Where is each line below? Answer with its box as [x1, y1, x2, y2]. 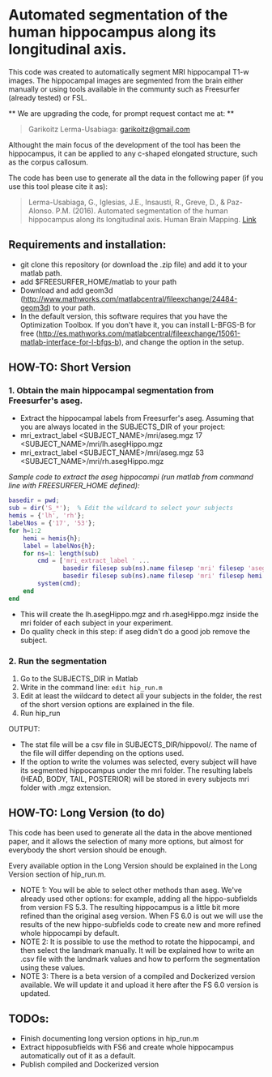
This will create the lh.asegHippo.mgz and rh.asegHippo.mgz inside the [19, 609, 259, 619]
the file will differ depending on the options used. [19, 748, 185, 757]
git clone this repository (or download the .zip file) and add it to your [19, 260, 248, 269]
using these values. [19, 963, 86, 972]
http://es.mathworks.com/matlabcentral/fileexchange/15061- [38, 328, 241, 338]
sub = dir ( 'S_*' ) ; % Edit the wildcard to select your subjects [8, 504, 233, 513]
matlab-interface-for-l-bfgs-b [19, 337, 120, 346]
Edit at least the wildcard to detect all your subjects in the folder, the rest [19, 691, 262, 701]
